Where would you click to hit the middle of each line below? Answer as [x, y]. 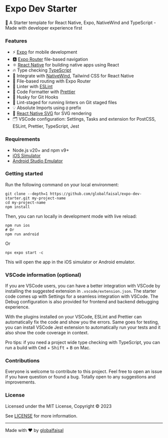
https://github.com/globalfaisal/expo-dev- [96, 194]
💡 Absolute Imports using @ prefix [47, 108]
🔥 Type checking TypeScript [42, 70]
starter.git [17, 198]
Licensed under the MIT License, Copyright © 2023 [58, 406]
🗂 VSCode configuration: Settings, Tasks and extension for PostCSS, [84, 119]
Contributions [22, 361]
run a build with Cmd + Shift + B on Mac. [48, 348]
